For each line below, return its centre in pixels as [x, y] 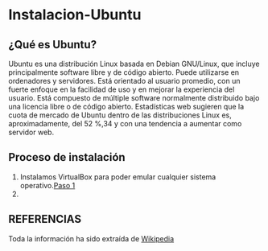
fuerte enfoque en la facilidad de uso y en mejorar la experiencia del [122, 89]
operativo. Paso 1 [47, 185]
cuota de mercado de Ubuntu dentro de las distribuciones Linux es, [120, 115]
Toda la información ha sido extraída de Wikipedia [91, 238]
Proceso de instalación [67, 157]
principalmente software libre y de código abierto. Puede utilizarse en [124, 72]
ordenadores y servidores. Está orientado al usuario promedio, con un [124, 81]
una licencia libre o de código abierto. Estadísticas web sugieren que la [126, 107]
